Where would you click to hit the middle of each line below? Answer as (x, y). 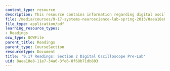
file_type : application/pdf (35, 24)
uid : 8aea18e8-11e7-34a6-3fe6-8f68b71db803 (52, 61)
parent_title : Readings (30, 42)
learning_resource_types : (32, 28)
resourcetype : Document (30, 51)
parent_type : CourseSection (35, 47)
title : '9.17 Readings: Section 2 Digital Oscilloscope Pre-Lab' (75, 56)
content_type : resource (30, 10)
